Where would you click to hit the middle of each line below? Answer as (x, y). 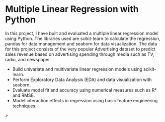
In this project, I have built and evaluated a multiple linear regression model (82, 33)
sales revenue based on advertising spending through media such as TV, (80, 54)
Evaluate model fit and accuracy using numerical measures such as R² (84, 90)
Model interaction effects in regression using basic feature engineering (85, 100)
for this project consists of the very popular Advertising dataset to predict (80, 49)
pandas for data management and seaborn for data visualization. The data (81, 43)
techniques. (24, 106)
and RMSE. (24, 95)
